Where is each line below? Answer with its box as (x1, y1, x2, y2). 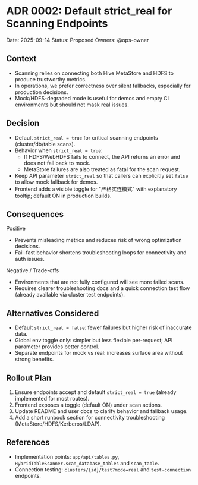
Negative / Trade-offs (6, 267, 59, 274)
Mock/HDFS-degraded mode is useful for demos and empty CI (14, 95, 169, 102)
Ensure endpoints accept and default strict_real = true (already (14, 389, 177, 396)
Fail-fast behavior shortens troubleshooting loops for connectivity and (14, 249, 187, 256)
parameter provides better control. (14, 343, 100, 350)
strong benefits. (14, 355, 54, 363)
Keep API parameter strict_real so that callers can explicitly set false (14, 172, 188, 179)
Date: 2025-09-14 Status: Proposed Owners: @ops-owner (6, 36, 149, 43)
